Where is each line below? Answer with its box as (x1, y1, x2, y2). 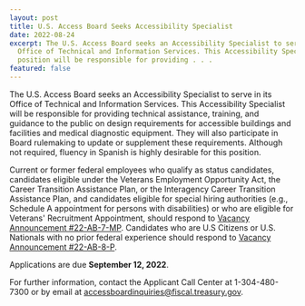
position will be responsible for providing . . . (17, 55, 213, 64)
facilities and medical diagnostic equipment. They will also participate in (9, 127, 279, 138)
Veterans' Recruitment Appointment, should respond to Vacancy (9, 212, 251, 223)
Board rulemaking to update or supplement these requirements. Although (9, 137, 283, 148)
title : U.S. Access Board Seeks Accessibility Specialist (9, 22, 233, 31)
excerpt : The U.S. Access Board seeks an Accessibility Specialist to (9, 38, 282, 48)
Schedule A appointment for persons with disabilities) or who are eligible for (9, 202, 294, 213)
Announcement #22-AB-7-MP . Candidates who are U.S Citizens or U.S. (9, 222, 276, 232)
